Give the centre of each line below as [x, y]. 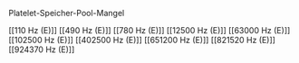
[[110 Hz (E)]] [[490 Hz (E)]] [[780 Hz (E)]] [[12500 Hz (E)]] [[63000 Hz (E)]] [149, 30]
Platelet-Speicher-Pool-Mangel [67, 13]
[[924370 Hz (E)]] [42, 49]
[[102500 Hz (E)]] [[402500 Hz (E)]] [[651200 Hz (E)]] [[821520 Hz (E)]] [142, 40]
